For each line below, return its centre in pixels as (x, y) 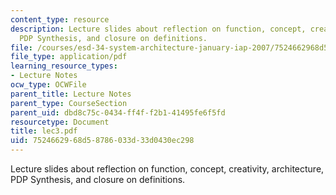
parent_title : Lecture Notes (71, 94)
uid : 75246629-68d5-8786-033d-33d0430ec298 (102, 141)
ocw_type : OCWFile (48, 85)
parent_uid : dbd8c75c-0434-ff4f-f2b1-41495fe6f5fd (118, 112)
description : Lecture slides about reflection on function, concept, (158, 29)
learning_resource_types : (64, 66)
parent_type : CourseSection (69, 103)
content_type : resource (60, 19)
